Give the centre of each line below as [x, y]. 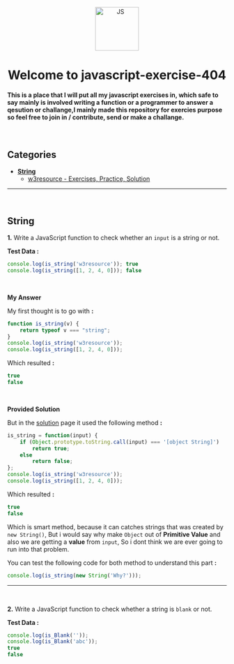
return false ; [53, 462]
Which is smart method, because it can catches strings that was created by [116, 526]
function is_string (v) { [43, 324]
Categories [32, 155]
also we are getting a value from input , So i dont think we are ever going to [115, 542]
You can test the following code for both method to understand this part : [112, 563]
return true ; [51, 448]
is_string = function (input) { [53, 435]
